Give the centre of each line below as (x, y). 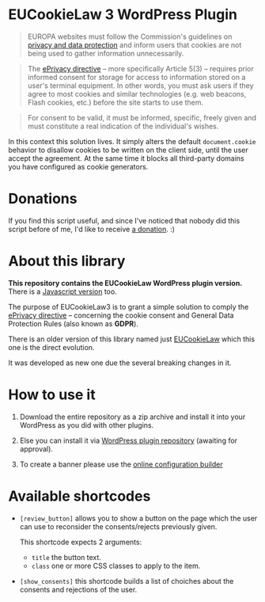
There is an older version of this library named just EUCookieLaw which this (132, 339)
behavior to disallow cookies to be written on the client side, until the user (128, 150)
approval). (36, 448)
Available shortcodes (79, 496)
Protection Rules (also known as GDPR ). (73, 323)
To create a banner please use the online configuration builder (121, 464)
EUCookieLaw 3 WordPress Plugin (123, 15)
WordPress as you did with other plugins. (87, 425)
